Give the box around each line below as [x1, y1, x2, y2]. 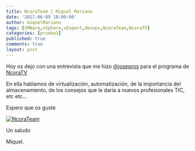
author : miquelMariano [6, 19, 61, 25]
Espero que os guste [6, 104, 56, 111]
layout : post [6, 47, 38, 53]
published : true [6, 36, 46, 42]
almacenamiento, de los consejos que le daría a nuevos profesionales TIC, [6, 86, 185, 94]
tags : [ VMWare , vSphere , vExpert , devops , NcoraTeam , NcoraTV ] [6, 25, 150, 31]
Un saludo [6, 126, 31, 133]
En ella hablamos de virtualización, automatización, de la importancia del [6, 80, 181, 87]
